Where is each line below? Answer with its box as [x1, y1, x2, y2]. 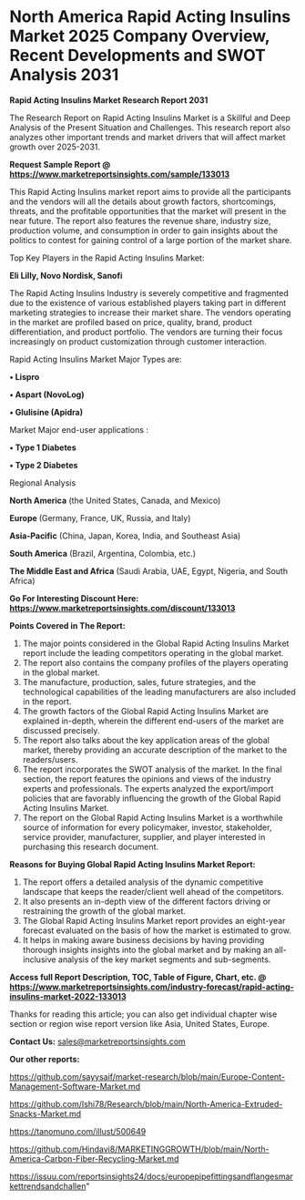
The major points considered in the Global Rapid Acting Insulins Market [22, 638, 290, 649]
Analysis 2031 [9, 65, 119, 86]
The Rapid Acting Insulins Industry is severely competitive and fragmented [9, 287, 289, 298]
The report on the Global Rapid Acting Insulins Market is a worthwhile [22, 812, 284, 823]
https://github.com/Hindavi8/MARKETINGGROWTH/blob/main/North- [9, 1144, 270, 1154]
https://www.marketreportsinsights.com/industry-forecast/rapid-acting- [9, 981, 294, 992]
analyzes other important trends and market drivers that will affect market [9, 131, 286, 142]
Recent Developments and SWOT [9, 46, 267, 66]
